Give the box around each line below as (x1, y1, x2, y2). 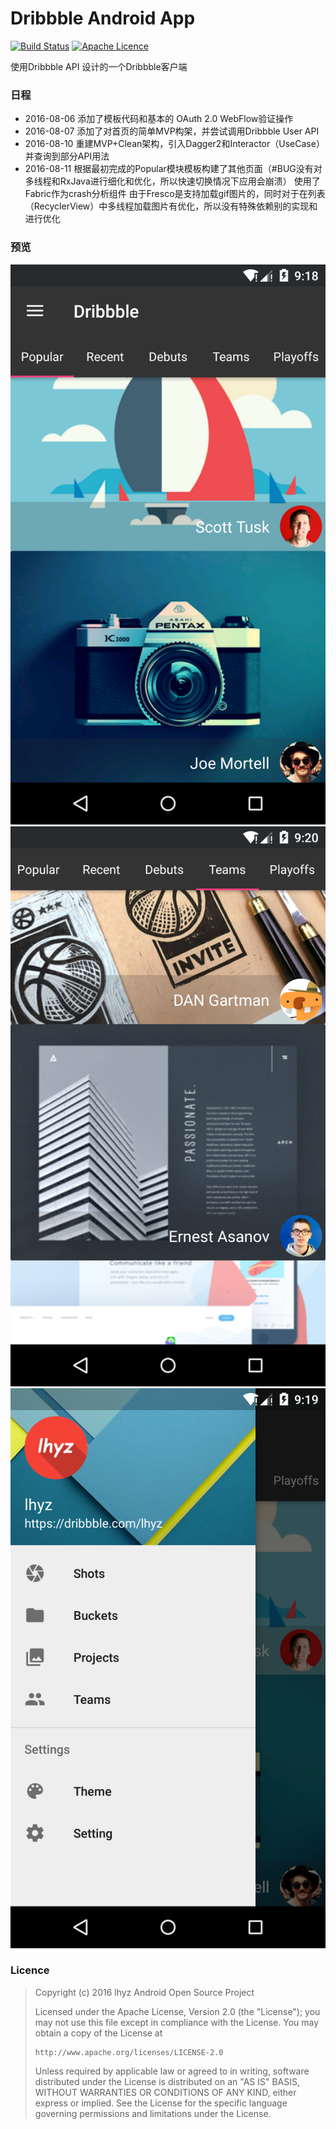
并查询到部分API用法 (24, 150, 110, 162)
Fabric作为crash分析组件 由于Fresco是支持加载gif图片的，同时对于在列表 (24, 188, 326, 200)
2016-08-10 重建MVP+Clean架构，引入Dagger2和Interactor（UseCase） (24, 138, 325, 150)
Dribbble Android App (10, 7, 196, 30)
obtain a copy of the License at (34, 2027, 163, 2039)
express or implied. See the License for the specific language (34, 2097, 288, 2109)
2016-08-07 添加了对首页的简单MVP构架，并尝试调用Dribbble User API (24, 125, 320, 137)
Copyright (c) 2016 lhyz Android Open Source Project (34, 1986, 255, 1998)
